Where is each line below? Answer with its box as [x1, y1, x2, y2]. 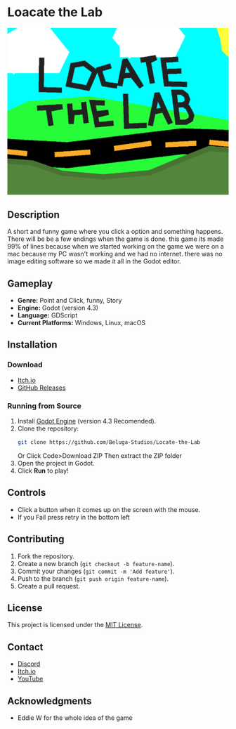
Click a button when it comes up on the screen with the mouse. [17, 505, 201, 513]
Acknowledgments [7, 695, 93, 707]
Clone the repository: [17, 424, 79, 433]
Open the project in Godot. [17, 459, 95, 467]
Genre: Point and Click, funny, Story [17, 296, 122, 305]
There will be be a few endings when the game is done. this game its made [7, 235, 224, 243]
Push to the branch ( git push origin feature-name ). [17, 574, 169, 583]
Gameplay [7, 277, 53, 289]
